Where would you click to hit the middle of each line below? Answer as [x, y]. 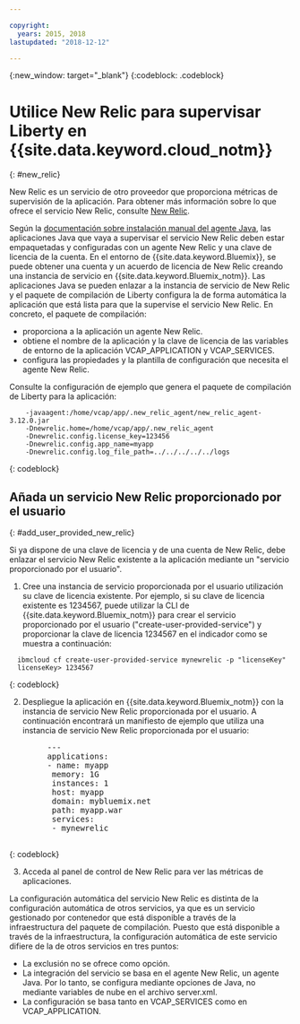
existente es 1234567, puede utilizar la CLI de [106, 605]
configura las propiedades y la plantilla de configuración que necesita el [155, 360]
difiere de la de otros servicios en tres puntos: [94, 946]
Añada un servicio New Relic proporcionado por [146, 497]
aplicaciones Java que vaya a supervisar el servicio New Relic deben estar [147, 238]
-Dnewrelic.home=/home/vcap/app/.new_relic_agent [120, 429]
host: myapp [78, 793]
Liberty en [48, 130]
